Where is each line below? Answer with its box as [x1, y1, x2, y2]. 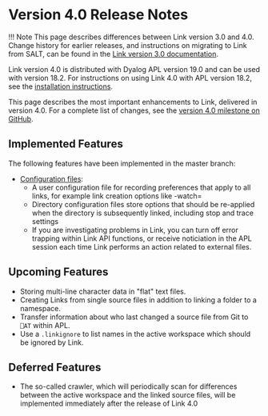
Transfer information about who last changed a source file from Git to [19, 312, 249, 322]
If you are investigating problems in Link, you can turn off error [31, 225, 238, 234]
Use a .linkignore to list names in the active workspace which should [19, 329, 251, 338]
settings [31, 216, 58, 226]
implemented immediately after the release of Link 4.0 [19, 398, 198, 409]
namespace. [19, 303, 62, 313]
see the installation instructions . [8, 82, 114, 91]
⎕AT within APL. [19, 320, 70, 330]
